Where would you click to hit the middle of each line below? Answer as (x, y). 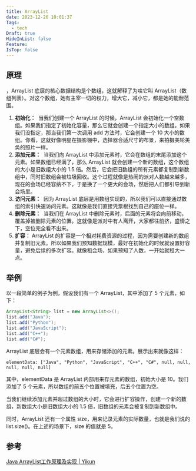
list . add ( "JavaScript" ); (36, 328)
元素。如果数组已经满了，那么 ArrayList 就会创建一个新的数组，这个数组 (102, 162)
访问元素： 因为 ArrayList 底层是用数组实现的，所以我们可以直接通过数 (101, 198)
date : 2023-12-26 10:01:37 (39, 17)
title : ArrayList (27, 11)
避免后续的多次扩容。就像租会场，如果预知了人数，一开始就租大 (102, 250)
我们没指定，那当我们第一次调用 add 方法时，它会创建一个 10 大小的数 (100, 132)
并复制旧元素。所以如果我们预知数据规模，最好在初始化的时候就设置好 (100, 243)
